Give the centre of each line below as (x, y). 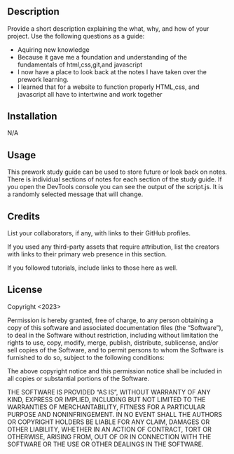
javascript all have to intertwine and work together (90, 94)
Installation (32, 116)
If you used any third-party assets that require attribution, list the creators (113, 247)
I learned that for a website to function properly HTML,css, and (108, 87)
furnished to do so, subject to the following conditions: (86, 357)
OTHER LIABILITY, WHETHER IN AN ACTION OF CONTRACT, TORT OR (109, 429)
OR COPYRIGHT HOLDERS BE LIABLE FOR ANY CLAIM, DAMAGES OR (109, 422)
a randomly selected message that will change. (75, 194)
